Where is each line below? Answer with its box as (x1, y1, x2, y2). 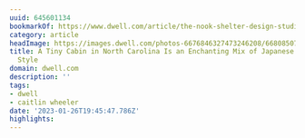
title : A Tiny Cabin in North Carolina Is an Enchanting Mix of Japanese (9, 47, 295, 56)
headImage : (9, 38, 51, 48)
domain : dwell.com (9, 64, 79, 74)
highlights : (9, 114, 54, 123)
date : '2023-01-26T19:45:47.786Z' (9, 106, 141, 115)
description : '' (9, 73, 71, 82)
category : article (9, 30, 79, 39)
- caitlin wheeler (9, 97, 79, 107)
